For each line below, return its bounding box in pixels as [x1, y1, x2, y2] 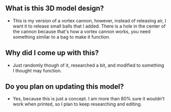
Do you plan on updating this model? [5, 82, 124, 91]
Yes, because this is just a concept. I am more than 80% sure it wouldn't [12, 96, 165, 102]
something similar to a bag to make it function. [12, 34, 111, 40]
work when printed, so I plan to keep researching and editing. [12, 101, 142, 107]
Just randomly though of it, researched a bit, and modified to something [12, 62, 164, 68]
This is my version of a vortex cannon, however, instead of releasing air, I [12, 17, 166, 23]
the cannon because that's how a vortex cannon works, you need [12, 28, 151, 35]
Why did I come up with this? [5, 48, 99, 58]
